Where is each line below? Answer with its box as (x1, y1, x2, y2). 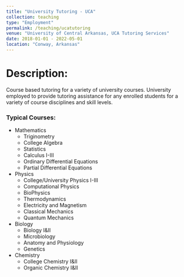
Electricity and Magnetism (23, 202, 87, 209)
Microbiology (23, 233, 56, 240)
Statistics (23, 145, 46, 153)
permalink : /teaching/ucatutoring (6, 25, 91, 31)
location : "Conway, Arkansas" (6, 42, 81, 48)
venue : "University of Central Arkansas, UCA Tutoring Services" (6, 31, 169, 36)
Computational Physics (23, 183, 79, 190)
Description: (6, 67, 68, 80)
